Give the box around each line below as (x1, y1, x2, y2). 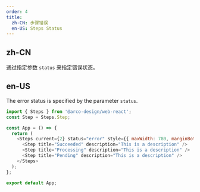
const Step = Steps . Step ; (6, 114, 70, 120)
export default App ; (6, 180, 58, 186)
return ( (11, 130, 33, 137)
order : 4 (6, 8, 28, 15)
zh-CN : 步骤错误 (11, 20, 49, 26)
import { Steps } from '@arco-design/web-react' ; (6, 108, 132, 115)
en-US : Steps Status (11, 25, 62, 32)
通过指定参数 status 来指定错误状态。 (6, 64, 98, 71)
